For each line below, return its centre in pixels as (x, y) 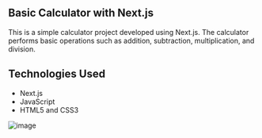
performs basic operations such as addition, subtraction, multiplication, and (131, 40)
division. (22, 49)
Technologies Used (57, 74)
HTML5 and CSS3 (49, 109)
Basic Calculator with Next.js (81, 13)
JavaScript (37, 102)
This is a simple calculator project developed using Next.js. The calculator (129, 32)
